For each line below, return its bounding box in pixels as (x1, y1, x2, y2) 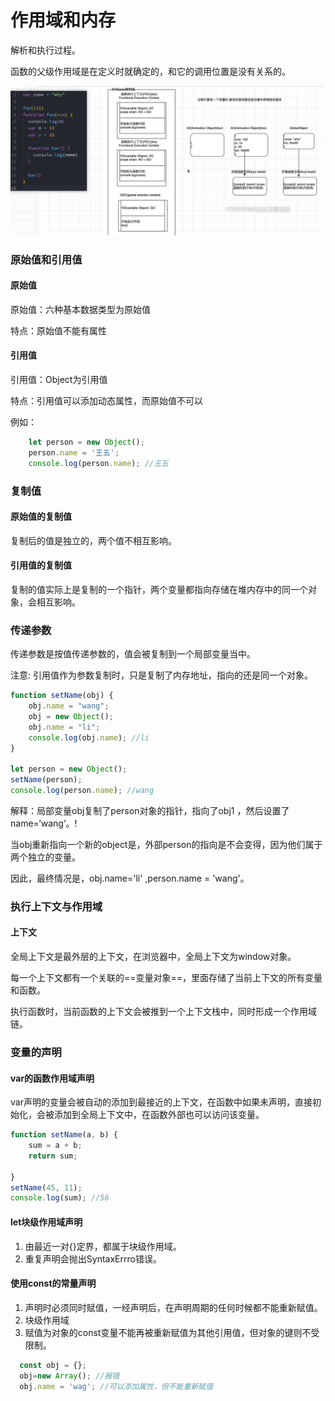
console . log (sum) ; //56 (10, 1193, 110, 1203)
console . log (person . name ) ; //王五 (28, 458, 169, 468)
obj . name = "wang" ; (28, 701, 110, 711)
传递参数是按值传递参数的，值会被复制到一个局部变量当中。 (10, 648, 256, 660)
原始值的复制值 (10, 511, 72, 523)
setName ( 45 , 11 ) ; (10, 1182, 83, 1193)
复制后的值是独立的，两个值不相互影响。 (10, 534, 177, 546)
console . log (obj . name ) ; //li (28, 732, 150, 743)
